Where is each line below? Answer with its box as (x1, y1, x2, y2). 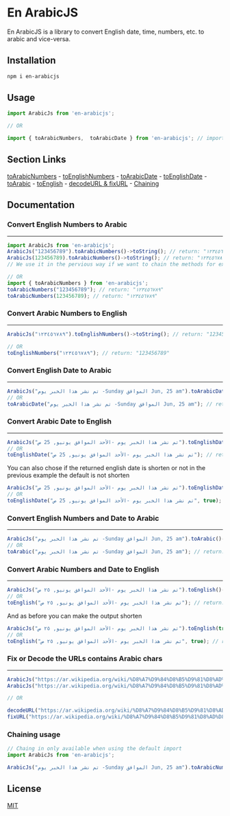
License (7, 783, 42, 795)
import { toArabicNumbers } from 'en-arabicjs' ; (7, 279, 149, 286)
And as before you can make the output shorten (7, 611, 142, 620)
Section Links (7, 154, 66, 165)
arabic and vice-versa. (7, 34, 71, 43)
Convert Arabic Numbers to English (7, 309, 128, 318)
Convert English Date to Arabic (7, 366, 112, 375)
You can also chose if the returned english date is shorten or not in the (7, 464, 206, 472)
